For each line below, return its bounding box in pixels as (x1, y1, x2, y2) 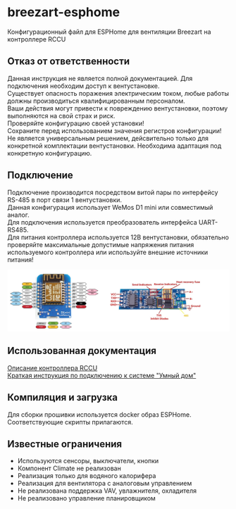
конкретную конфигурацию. (7, 149, 92, 157)
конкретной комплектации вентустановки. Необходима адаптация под (7, 142, 222, 150)
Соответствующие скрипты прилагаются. (7, 417, 133, 426)
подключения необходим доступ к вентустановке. (7, 82, 160, 90)
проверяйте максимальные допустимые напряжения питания (7, 240, 194, 249)
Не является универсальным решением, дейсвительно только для (7, 134, 209, 142)
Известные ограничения (7, 438, 122, 450)
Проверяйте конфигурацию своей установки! (7, 119, 144, 127)
